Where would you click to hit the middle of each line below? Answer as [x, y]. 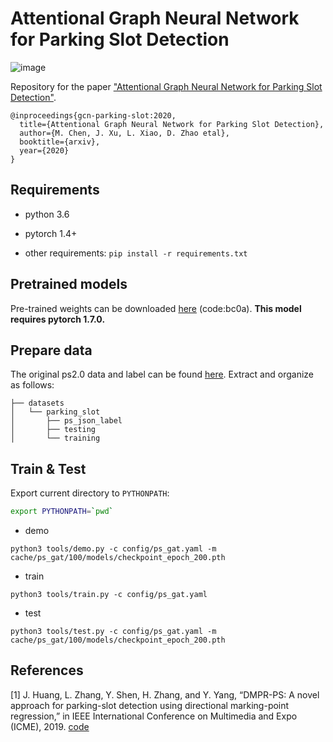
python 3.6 [47, 214]
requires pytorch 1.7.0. [58, 319]
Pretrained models [69, 284]
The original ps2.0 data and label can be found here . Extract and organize [162, 374]
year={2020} [44, 150]
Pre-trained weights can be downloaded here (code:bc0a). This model [156, 308]
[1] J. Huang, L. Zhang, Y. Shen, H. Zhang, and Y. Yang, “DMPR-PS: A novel [165, 694]
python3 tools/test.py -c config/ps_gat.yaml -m [113, 632]
